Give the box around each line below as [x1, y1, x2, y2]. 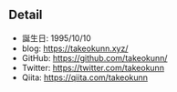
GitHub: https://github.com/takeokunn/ [21, 52, 168, 63]
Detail [8, 7, 43, 23]
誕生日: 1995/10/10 [21, 32, 92, 44]
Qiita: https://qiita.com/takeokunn [21, 72, 148, 83]
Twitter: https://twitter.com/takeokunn [21, 62, 165, 73]
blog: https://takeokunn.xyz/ [21, 43, 129, 54]
